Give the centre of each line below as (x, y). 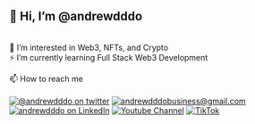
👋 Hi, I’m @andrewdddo (76, 17)
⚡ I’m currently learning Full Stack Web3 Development (109, 57)
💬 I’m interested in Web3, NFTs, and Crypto (89, 47)
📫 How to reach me (46, 79)
